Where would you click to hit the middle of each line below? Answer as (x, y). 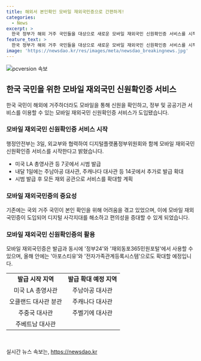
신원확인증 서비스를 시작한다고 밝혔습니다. (55, 151)
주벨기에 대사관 (92, 313)
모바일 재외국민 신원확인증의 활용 (51, 234)
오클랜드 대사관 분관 (36, 302)
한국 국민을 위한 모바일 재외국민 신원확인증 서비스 (91, 90)
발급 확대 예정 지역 (92, 279)
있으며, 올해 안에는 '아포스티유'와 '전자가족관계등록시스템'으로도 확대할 (89, 256)
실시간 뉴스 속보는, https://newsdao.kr (52, 352)
